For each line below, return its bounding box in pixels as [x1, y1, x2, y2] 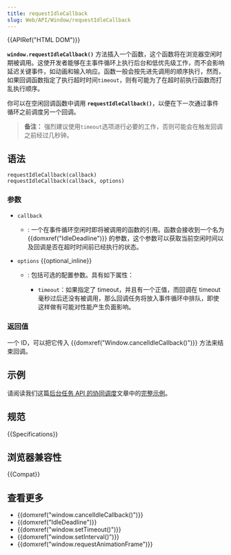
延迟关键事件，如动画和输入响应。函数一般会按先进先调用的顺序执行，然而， [7, 67, 225, 75]
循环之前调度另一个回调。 [7, 108, 80, 116]
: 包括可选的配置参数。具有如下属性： [27, 271, 134, 279]
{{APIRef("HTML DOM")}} [7, 35, 81, 43]
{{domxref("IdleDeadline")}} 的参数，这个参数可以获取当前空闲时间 [27, 234, 218, 242]
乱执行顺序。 [7, 84, 43, 92]
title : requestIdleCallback [7, 10, 88, 17]
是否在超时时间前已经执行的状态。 [46, 242, 143, 251]
